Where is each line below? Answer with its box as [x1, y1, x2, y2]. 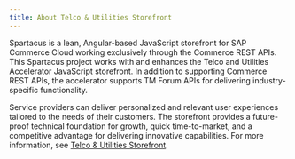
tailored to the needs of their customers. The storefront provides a [9, 111, 251, 122]
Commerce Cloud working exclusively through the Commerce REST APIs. [9, 46, 277, 58]
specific [9, 84, 39, 95]
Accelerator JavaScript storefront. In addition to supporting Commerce [9, 66, 268, 76]
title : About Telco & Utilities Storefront [9, 12, 173, 22]
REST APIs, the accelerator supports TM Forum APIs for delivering [9, 75, 251, 85]
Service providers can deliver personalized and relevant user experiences [9, 101, 279, 112]
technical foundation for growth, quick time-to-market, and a [30, 121, 252, 131]
